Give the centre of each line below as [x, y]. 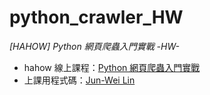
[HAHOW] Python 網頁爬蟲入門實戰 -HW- [94, 46]
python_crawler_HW [96, 17]
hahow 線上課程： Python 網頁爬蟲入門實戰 [112, 67]
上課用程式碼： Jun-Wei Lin [79, 80]
